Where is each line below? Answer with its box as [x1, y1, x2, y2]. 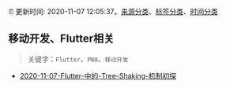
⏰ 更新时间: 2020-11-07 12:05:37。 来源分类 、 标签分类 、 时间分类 [8, 7, 219, 16]
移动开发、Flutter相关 [8, 32, 115, 46]
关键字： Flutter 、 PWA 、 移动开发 [27, 54, 129, 64]
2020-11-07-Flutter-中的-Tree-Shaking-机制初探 [19, 71, 176, 80]
